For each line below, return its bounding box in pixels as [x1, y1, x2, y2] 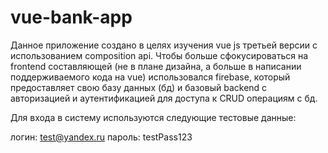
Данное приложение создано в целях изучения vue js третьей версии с [10, 39, 318, 51]
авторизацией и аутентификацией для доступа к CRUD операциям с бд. [10, 92, 318, 104]
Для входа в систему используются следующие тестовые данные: [10, 111, 297, 123]
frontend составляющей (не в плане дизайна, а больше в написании [10, 60, 302, 72]
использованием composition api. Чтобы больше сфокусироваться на [10, 49, 309, 61]
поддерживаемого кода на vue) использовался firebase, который [10, 71, 291, 83]
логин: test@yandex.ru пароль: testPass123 [10, 131, 193, 143]
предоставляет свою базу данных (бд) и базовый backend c [10, 81, 268, 93]
